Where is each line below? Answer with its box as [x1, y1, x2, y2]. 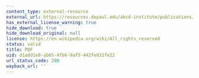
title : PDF [6, 47, 33, 53]
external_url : [6, 14, 41, 20]
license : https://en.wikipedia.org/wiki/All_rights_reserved [6, 36, 161, 42]
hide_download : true [6, 25, 57, 31]
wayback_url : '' [6, 63, 46, 69]
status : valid [6, 42, 41, 48]
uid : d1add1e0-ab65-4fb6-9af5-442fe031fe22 [6, 52, 115, 58]
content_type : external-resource [6, 8, 89, 15]
